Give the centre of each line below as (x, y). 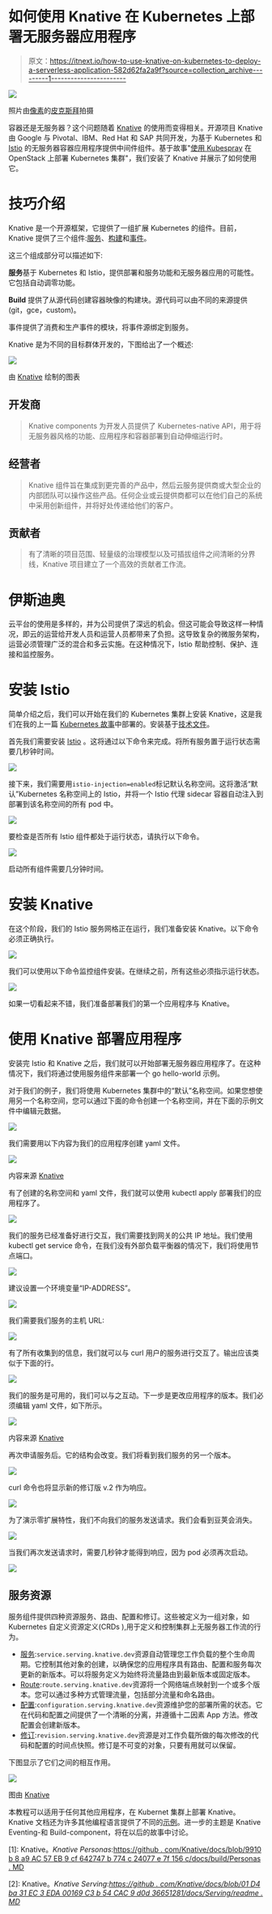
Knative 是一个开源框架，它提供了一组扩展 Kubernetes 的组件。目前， (125, 228)
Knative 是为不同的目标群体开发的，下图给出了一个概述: (101, 344)
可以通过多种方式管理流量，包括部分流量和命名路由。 (130, 1694)
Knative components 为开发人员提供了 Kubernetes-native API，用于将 (144, 425)
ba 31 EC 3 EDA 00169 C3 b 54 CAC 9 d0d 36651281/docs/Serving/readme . (136, 1893)
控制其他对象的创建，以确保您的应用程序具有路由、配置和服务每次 (151, 1664)
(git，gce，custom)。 (45, 309)
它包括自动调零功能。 (44, 282)
